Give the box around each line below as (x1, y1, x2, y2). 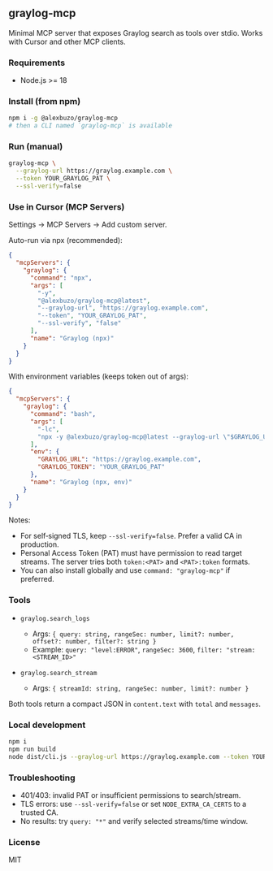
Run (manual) (8, 141, 63, 153)
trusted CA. (19, 808, 59, 817)
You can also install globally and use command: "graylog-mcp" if (19, 565, 231, 575)
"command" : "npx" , (29, 274, 93, 282)
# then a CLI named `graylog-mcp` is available (8, 122, 173, 130)
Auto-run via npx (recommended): (8, 236, 123, 245)
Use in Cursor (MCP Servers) (8, 201, 125, 212)
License (8, 836, 41, 847)
